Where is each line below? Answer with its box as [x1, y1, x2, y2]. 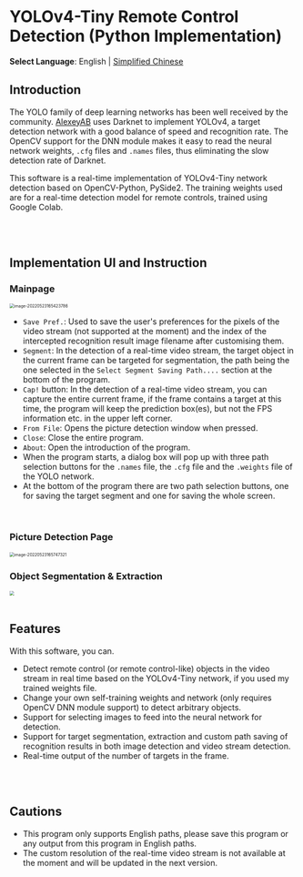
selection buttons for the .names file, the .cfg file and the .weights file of [22, 462, 293, 473]
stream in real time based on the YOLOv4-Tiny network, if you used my [22, 672, 289, 684]
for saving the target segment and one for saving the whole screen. [22, 490, 276, 502]
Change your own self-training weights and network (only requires [22, 692, 273, 703]
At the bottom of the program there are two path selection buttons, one [22, 481, 289, 492]
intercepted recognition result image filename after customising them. [22, 335, 285, 347]
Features [9, 621, 61, 637]
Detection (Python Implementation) [9, 25, 282, 46]
